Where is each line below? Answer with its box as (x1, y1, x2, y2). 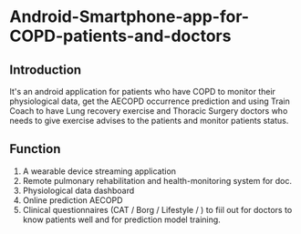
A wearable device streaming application (22, 166, 176, 177)
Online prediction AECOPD (22, 194, 123, 206)
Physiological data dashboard (22, 185, 135, 196)
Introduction (9, 62, 82, 77)
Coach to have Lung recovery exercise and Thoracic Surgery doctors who (9, 106, 288, 116)
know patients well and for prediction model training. (22, 214, 221, 225)
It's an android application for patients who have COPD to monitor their (9, 86, 276, 97)
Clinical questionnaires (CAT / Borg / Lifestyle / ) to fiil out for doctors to (22, 204, 293, 215)
